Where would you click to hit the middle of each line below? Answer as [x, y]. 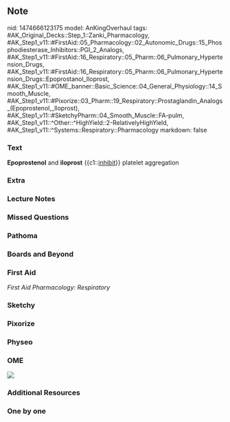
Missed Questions [38, 217]
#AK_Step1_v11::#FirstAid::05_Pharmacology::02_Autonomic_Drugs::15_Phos [115, 42]
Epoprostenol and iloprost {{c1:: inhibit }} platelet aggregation [93, 163]
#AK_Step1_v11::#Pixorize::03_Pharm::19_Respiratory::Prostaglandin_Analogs [115, 101]
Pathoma [22, 235]
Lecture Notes [31, 198]
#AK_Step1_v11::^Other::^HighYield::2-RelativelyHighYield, [88, 122]
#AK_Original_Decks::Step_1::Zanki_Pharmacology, [78, 35]
